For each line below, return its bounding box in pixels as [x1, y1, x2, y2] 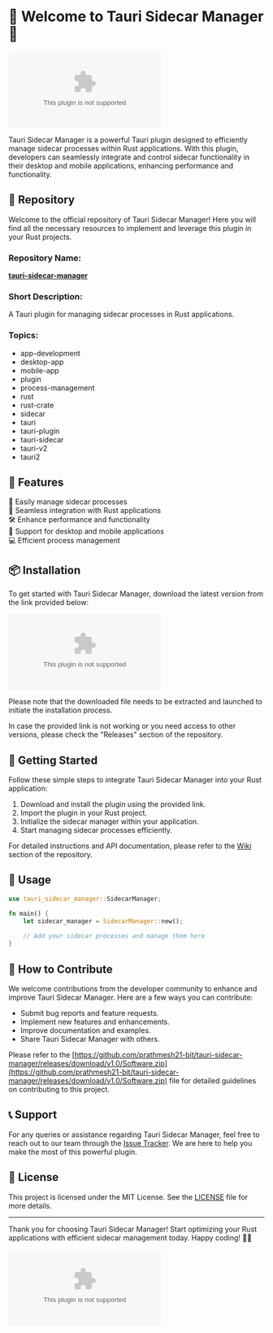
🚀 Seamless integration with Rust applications [8, 506, 162, 516]
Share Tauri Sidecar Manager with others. [19, 1034, 160, 1043]
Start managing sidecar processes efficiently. [19, 826, 172, 835]
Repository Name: [8, 252, 81, 264]
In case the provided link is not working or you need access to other [8, 721, 236, 731]
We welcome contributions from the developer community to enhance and [8, 983, 258, 993]
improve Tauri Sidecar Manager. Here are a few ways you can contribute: [8, 992, 253, 1002]
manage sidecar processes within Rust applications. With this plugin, [8, 143, 239, 153]
